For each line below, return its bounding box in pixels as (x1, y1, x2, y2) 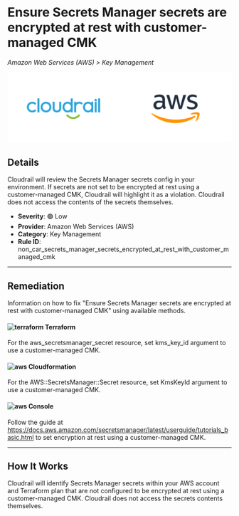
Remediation (7, 280, 65, 292)
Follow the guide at (7, 418, 63, 426)
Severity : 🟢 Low (17, 212, 68, 221)
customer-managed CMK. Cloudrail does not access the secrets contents (7, 494, 223, 502)
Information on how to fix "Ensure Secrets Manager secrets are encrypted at (7, 299, 231, 307)
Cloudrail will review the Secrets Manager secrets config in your (7, 175, 195, 184)
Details (7, 156, 39, 168)
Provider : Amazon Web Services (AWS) (17, 222, 134, 231)
